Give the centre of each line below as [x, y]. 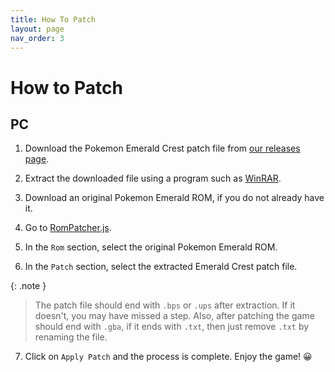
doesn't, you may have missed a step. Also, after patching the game [174, 316]
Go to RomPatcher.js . [68, 228]
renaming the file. [71, 337]
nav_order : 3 [37, 38]
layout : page [37, 29]
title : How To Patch [53, 19]
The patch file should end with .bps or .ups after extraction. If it [165, 305]
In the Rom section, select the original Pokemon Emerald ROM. [151, 247]
